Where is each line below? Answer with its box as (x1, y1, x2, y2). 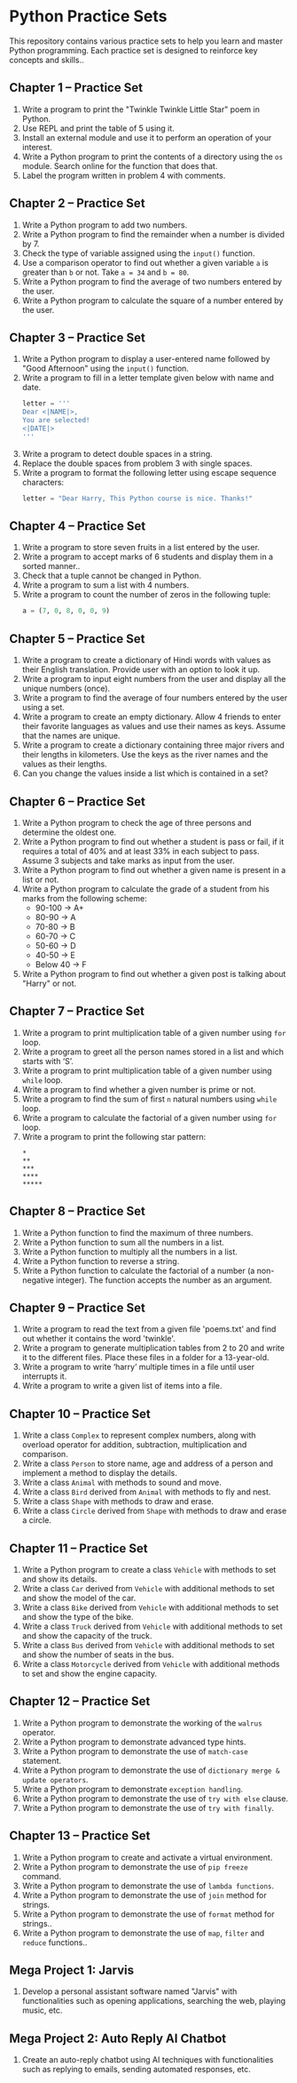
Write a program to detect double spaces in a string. (21, 448, 213, 459)
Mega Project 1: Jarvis (9, 1963, 135, 1978)
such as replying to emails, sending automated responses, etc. (21, 2064, 251, 2075)
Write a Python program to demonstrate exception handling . (21, 1783, 244, 1794)
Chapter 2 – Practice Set (9, 196, 145, 211)
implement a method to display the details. (21, 1468, 177, 1478)
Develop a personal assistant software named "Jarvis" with (21, 1986, 238, 1997)
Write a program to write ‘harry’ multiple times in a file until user (21, 1362, 255, 1373)
